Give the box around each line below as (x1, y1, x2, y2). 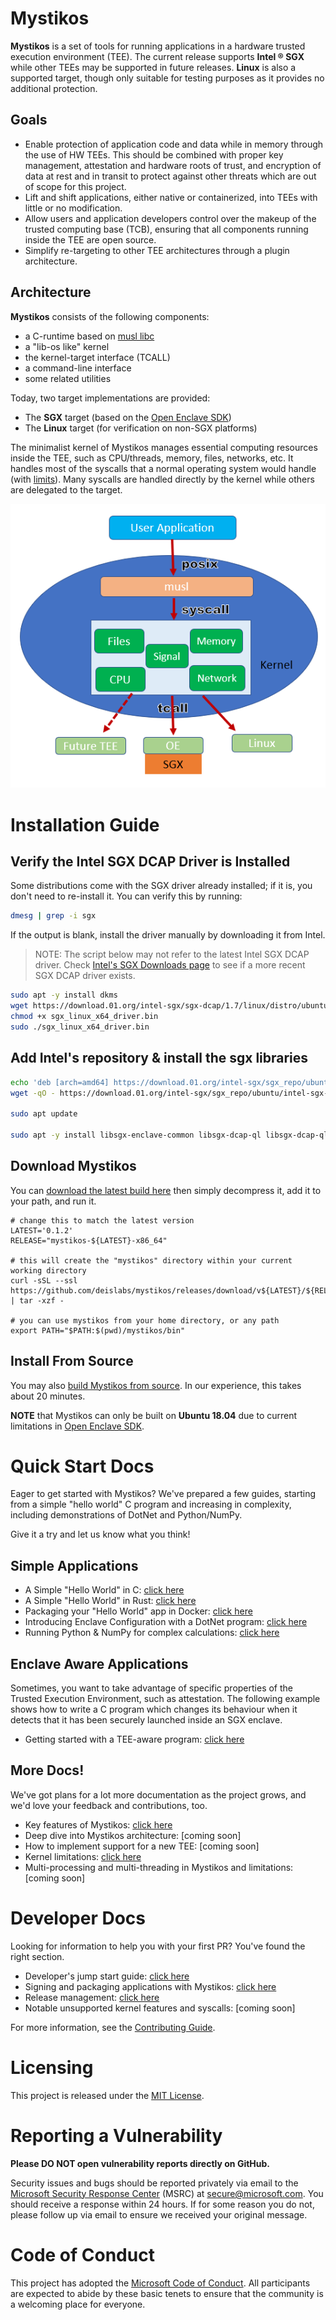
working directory (10, 1265, 87, 1276)
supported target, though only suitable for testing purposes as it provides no (10, 72, 325, 84)
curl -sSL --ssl (10, 1275, 78, 1286)
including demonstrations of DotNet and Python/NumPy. (10, 1509, 243, 1521)
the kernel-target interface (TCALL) (24, 351, 171, 363)
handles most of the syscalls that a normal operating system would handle (10, 462, 317, 474)
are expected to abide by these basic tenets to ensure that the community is (10, 2287, 324, 2299)
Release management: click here (24, 1991, 160, 2003)
